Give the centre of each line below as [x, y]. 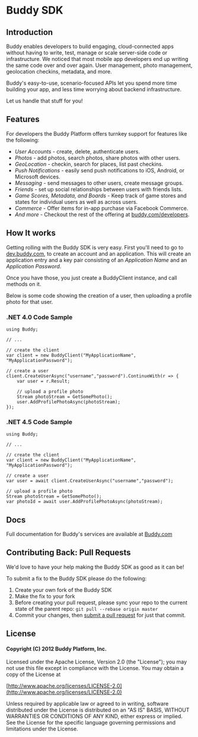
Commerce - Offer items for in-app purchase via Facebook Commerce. [101, 208]
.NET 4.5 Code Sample [39, 422]
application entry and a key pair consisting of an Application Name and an [97, 260]
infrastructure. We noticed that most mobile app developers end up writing [97, 59]
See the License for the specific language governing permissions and [91, 723]
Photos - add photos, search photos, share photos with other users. [98, 158]
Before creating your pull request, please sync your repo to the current [101, 603]
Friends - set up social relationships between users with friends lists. [99, 189]
